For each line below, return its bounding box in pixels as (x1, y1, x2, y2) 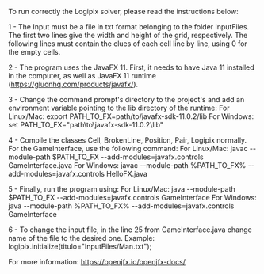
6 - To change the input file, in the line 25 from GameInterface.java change (8, 225, 252, 234)
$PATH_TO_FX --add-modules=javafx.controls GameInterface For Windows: (8, 193, 257, 202)
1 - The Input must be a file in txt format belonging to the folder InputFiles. (8, 22, 250, 31)
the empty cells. (8, 48, 61, 56)
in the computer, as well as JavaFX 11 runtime (8, 71, 157, 80)
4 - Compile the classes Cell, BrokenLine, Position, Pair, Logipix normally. (8, 135, 247, 145)
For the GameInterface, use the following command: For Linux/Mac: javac (8, 144, 248, 153)
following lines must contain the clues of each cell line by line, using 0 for (8, 39, 247, 48)
